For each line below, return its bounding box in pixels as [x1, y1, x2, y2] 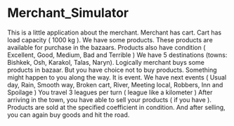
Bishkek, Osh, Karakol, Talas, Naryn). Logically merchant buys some [7, 58, 205, 66]
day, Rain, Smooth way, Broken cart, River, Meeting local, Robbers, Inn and [7, 80, 223, 89]
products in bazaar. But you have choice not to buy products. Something [7, 65, 217, 74]
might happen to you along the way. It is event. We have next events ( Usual [7, 73, 227, 82]
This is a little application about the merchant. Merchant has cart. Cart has [7, 28, 222, 37]
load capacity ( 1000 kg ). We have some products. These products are [7, 35, 213, 44]
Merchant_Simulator [7, 5, 129, 21]
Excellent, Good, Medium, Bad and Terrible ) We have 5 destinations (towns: [7, 51, 228, 59]
